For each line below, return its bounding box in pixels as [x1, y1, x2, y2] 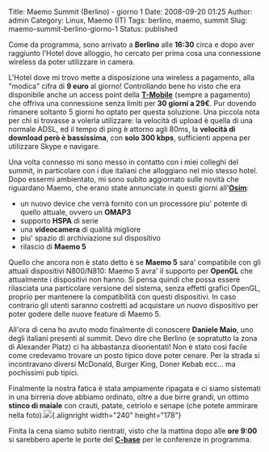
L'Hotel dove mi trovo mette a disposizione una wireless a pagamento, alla [8, 73, 255, 82]
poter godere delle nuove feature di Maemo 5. [8, 309, 162, 318]
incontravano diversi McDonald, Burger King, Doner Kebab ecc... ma [8, 360, 236, 369]
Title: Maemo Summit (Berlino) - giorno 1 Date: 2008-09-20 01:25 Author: [8, 7, 253, 16]
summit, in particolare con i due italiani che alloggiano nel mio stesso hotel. [8, 166, 258, 175]
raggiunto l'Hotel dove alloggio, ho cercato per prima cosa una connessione [8, 49, 261, 58]
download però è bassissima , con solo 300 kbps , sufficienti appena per [8, 133, 251, 143]
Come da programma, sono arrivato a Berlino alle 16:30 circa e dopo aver [8, 40, 254, 49]
